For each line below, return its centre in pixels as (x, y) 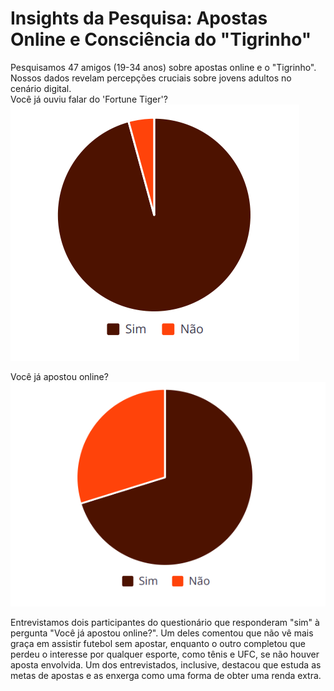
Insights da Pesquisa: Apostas (139, 18)
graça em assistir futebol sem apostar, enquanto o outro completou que (158, 643)
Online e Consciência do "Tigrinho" (161, 39)
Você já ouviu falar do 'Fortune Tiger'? (89, 99)
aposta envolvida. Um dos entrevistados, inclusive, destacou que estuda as (166, 664)
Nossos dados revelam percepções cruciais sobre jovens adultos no (151, 78)
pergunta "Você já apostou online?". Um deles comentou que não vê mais (162, 633)
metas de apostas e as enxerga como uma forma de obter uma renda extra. (166, 675)
